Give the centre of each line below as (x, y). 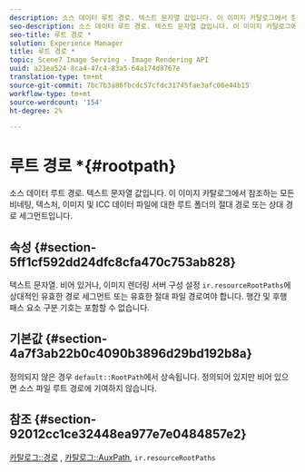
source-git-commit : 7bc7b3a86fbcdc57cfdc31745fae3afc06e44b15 (129, 85)
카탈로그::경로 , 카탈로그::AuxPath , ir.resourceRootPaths (113, 457)
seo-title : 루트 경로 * (51, 34)
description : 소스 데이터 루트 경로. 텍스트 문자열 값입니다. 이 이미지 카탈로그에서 (148, 18)
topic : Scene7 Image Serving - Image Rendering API (109, 60)
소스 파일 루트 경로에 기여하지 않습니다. (88, 388)
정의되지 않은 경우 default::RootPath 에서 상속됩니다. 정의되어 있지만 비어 (141, 377)
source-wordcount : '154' (56, 102)
